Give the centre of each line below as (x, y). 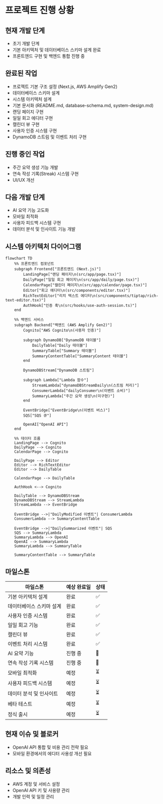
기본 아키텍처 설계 (28, 597)
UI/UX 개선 (23, 180)
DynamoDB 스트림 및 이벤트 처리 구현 (49, 137)
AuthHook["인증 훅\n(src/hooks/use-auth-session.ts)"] (80, 306)
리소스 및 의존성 (28, 771)
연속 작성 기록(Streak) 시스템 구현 (45, 174)
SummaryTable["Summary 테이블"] (64, 351)
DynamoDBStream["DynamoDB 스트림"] (59, 370)
